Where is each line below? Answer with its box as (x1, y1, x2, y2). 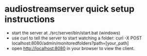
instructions (4, 14, 55, 25)
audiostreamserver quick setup (4, 3, 135, 15)
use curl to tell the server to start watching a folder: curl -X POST (11, 35, 142, 41)
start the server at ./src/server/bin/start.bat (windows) (11, 30, 120, 36)
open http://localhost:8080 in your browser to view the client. (11, 45, 135, 51)
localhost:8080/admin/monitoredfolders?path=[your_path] (11, 40, 129, 46)
